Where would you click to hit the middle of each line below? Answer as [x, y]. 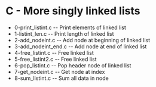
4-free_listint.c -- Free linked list [54, 52]
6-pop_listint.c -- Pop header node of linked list [73, 65]
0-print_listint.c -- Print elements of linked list [70, 27]
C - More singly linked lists [73, 11]
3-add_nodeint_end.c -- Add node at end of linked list [80, 46]
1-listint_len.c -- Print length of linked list [64, 33]
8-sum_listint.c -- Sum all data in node [61, 78]
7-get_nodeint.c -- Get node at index [59, 72]
